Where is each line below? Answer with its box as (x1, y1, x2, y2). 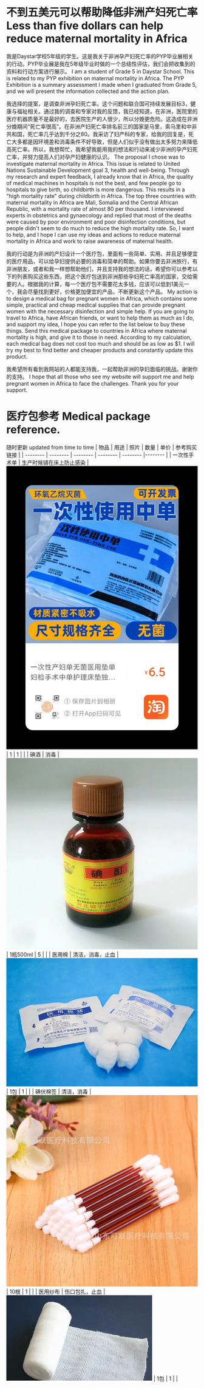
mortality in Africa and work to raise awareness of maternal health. (6, 238, 174, 245)
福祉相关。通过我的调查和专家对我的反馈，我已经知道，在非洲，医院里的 (16, 108, 198, 115)
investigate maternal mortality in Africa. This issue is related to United (6, 160, 180, 167)
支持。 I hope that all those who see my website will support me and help (11, 373, 194, 380)
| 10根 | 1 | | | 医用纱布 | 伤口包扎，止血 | (6, 1288, 106, 1295)
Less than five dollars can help (6, 19, 164, 33)
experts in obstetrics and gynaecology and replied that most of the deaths (6, 211, 192, 219)
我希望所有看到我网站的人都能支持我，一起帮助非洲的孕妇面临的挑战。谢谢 (6, 365, 192, 372)
